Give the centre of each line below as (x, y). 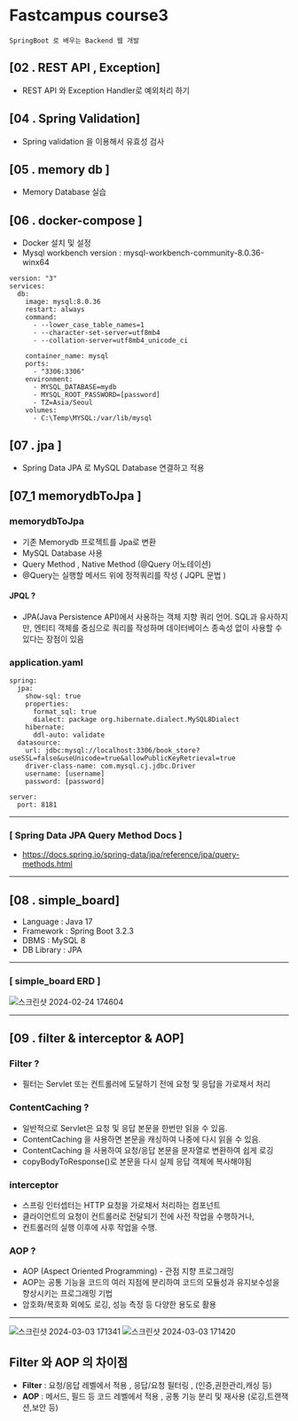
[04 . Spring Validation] (74, 119)
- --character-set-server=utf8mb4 (97, 333)
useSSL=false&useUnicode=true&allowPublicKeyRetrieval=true (123, 759)
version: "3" (33, 279)
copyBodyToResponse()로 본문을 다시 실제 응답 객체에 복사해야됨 (137, 1161)
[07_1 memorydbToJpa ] (75, 496)
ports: (37, 364)
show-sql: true (53, 697)
